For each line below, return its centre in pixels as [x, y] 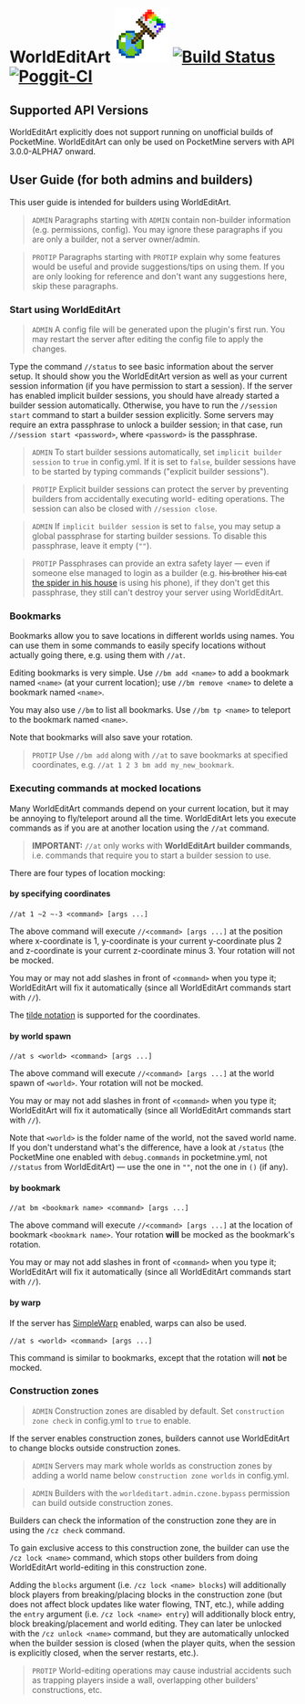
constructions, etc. [67, 1689]
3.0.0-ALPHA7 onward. [53, 152]
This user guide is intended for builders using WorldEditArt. [121, 202]
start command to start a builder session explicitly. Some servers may [142, 415]
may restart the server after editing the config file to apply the [147, 340]
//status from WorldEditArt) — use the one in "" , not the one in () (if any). [149, 1167]
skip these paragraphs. [75, 286]
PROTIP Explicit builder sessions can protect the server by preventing [160, 489]
